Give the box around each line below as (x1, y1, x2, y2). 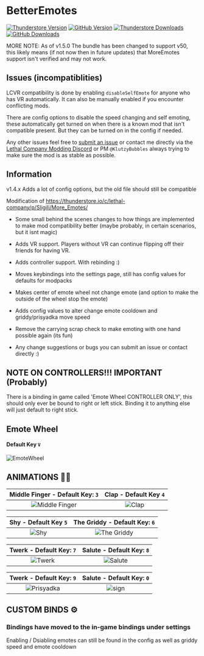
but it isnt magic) (15, 228, 58, 235)
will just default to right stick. (6, 406, 79, 413)
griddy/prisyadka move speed (15, 313, 90, 321)
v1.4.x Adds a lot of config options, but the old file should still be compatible (6, 185, 197, 193)
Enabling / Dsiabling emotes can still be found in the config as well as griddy (6, 636, 198, 644)
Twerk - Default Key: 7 (9, 546, 77, 554)
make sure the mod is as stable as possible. (6, 151, 116, 159)
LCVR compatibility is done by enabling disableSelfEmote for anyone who (6, 89, 191, 96)
